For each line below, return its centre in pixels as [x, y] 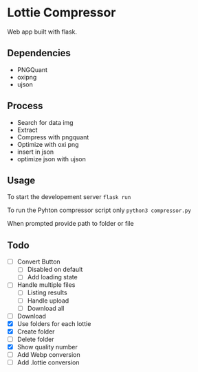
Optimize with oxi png [48, 144]
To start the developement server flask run [69, 197]
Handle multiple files [46, 285]
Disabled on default [55, 270]
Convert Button [38, 261]
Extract [27, 130]
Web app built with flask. [42, 32]
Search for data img [45, 122]
